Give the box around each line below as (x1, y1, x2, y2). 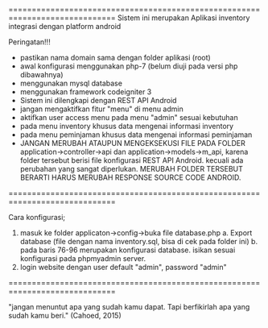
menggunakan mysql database (19, 78, 123, 88)
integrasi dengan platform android (8, 22, 122, 31)
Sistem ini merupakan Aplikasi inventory (117, 13, 250, 23)
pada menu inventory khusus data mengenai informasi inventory (19, 122, 234, 131)
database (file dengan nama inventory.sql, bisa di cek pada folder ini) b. (19, 237, 258, 246)
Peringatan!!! (8, 37, 51, 47)
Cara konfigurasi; (8, 213, 66, 222)
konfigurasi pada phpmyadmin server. (19, 254, 146, 263)
